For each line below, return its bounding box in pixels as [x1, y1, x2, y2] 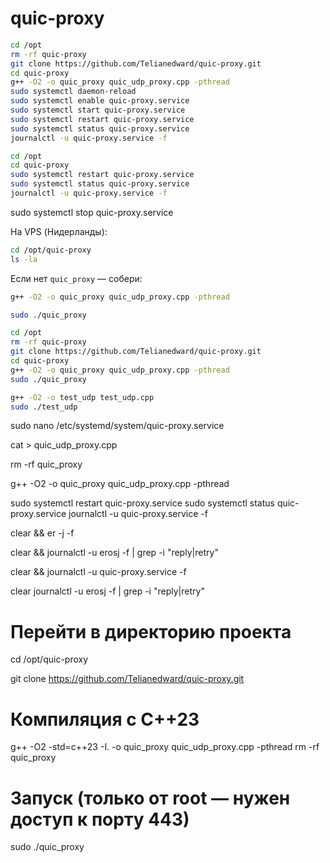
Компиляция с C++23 [10, 708, 200, 731]
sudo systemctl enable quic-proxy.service [10, 96, 190, 106]
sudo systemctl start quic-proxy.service [10, 105, 186, 116]
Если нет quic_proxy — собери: [10, 272, 143, 284]
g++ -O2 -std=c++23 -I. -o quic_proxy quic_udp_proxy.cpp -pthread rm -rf [10, 741, 320, 753]
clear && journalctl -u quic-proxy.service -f [10, 566, 187, 578]
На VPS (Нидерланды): [10, 225, 108, 237]
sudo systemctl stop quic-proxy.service [10, 206, 174, 218]
